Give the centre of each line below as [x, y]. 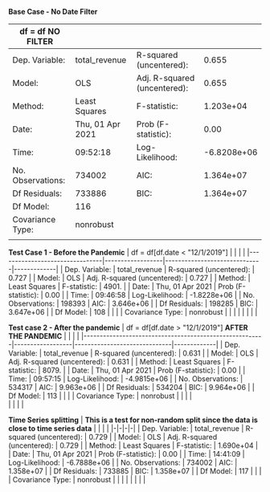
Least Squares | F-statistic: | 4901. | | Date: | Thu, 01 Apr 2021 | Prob [121, 287]
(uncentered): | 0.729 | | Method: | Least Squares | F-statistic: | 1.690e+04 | [133, 445]
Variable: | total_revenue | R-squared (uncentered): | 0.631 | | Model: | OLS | [133, 353]
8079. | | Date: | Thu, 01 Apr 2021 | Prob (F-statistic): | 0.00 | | [144, 370]
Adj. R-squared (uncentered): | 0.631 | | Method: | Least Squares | [117, 362]
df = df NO [40, 31]
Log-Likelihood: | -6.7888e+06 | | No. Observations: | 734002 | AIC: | [123, 462]
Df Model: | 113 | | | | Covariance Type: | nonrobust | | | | [100, 396]
